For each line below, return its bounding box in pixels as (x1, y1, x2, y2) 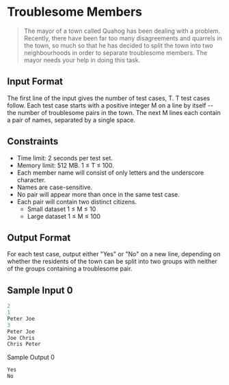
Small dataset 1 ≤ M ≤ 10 (27, 205, 96, 213)
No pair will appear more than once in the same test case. (16, 190, 180, 199)
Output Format (7, 232, 71, 243)
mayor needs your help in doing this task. (23, 55, 141, 64)
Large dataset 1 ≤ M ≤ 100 (27, 212, 101, 220)
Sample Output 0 (7, 353, 55, 362)
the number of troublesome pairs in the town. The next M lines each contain (7, 108, 221, 116)
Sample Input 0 (7, 284, 73, 296)
